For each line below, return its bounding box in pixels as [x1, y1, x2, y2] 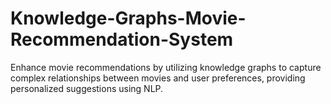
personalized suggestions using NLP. [10, 82, 164, 94]
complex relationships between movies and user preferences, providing [10, 72, 306, 84]
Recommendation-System [10, 28, 234, 51]
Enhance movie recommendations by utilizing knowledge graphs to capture [10, 61, 322, 73]
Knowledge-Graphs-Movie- [10, 7, 247, 30]
